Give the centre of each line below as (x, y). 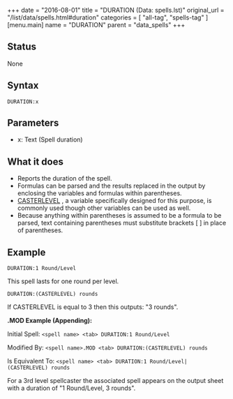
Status (22, 47)
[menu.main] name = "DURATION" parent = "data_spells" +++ (96, 25)
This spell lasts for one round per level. (63, 281)
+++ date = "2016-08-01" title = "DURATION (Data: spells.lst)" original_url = (116, 10)
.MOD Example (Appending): (50, 321)
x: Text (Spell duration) (50, 140)
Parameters (33, 123)
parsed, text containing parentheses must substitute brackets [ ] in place (122, 223)
